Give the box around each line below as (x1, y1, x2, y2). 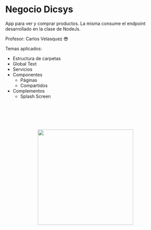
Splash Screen (20, 93, 51, 99)
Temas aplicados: (5, 45, 42, 51)
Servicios (12, 66, 33, 72)
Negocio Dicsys (5, 4, 74, 15)
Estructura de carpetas (12, 55, 61, 62)
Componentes (12, 71, 43, 77)
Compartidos (20, 82, 48, 89)
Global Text (12, 61, 37, 67)
